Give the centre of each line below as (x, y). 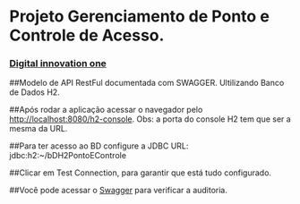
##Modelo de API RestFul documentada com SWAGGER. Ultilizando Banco (147, 83)
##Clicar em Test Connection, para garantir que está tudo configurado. (140, 173)
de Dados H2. (34, 92)
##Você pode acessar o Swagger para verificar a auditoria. (119, 191)
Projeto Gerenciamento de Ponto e (140, 17)
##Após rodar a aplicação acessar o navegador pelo (106, 110)
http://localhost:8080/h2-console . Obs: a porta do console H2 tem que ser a (150, 119)
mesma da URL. (39, 129)
